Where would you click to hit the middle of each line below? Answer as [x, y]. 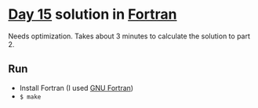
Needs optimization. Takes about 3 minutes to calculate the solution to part [129, 36]
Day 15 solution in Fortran [93, 14]
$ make [30, 97]
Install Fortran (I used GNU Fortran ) [76, 88]
